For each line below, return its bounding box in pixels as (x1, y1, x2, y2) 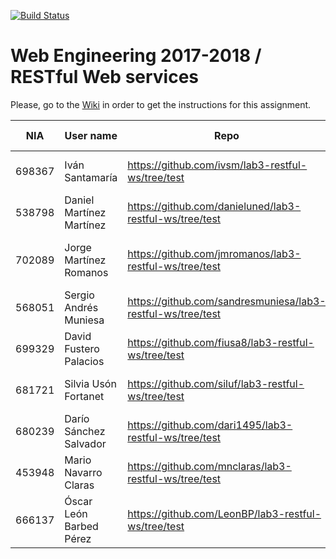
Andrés (64, 300, 99, 314)
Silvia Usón (64, 376, 117, 390)
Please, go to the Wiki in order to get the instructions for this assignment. (10, 98, 312, 110)
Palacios (64, 354, 105, 368)
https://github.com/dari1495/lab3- (127, 418, 293, 432)
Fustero (64, 341, 100, 355)
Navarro (64, 465, 103, 479)
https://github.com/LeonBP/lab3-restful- (127, 506, 322, 520)
